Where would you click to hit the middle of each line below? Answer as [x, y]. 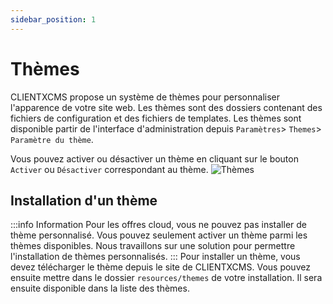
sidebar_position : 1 [53, 19]
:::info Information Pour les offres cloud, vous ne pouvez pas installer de [158, 225]
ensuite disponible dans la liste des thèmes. [100, 288]
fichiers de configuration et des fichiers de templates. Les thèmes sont [156, 118]
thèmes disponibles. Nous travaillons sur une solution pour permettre [153, 246]
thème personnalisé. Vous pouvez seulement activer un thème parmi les [159, 235]
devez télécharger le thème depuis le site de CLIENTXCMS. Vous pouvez [160, 267]
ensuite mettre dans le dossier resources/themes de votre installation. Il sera [166, 278]
